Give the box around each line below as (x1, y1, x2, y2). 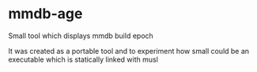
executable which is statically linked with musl (8, 55, 158, 64)
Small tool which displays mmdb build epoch (8, 31, 154, 40)
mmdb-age (8, 5, 83, 23)
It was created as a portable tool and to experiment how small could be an (8, 46, 250, 55)
